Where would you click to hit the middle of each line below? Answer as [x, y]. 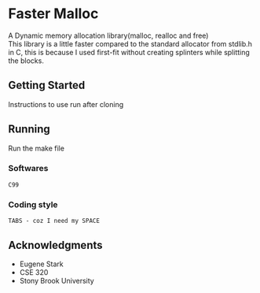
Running [29, 130]
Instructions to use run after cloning [66, 104]
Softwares [28, 169]
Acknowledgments [56, 245]
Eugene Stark [42, 264]
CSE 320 [34, 272]
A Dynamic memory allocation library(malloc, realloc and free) [108, 35]
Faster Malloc [53, 14]
